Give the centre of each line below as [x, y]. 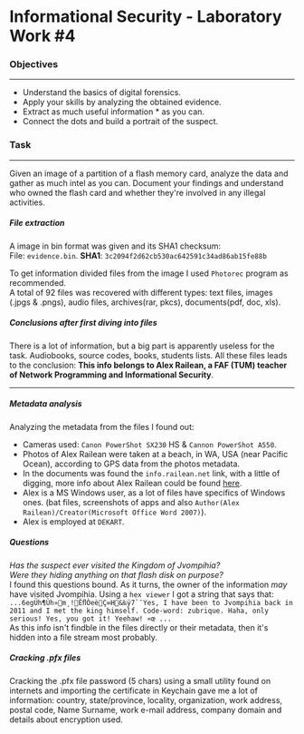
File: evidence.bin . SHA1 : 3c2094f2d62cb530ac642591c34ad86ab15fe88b [138, 255]
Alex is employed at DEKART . [73, 521]
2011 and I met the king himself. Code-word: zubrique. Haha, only [139, 611]
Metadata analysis [46, 404]
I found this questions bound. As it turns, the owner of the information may [148, 584]
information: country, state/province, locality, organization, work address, [146, 700]
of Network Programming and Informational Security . [112, 375]
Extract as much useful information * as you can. [114, 112]
